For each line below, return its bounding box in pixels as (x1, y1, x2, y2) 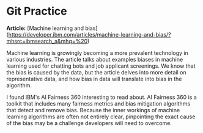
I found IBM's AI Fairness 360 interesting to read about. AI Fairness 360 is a (6, 93, 197, 101)
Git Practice (6, 4, 67, 18)
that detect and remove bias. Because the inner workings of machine (6, 106, 180, 113)
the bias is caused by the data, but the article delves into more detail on (6, 68, 186, 76)
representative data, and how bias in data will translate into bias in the (6, 75, 182, 82)
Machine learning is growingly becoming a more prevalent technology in (6, 49, 188, 56)
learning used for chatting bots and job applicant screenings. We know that (6, 62, 196, 70)
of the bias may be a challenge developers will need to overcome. (6, 119, 172, 126)
